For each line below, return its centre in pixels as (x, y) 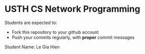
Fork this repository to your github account (55, 32)
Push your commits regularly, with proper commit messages (73, 37)
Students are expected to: (31, 23)
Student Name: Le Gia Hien (32, 47)
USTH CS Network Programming (72, 9)
